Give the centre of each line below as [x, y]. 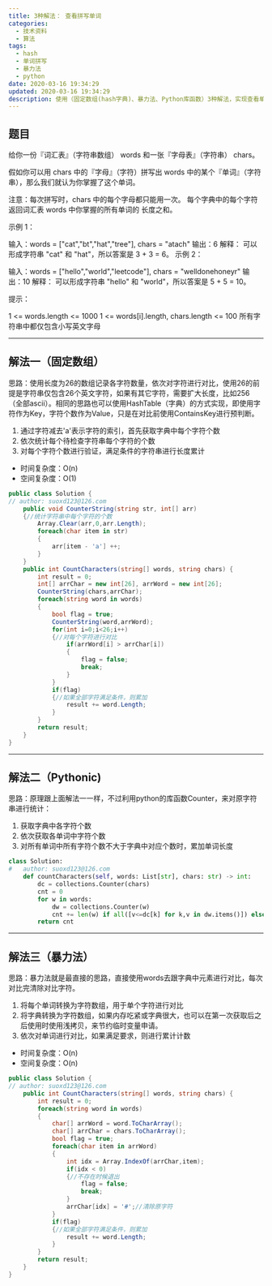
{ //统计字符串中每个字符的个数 [68, 516]
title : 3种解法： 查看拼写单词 [55, 16]
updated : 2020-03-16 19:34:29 [59, 91]
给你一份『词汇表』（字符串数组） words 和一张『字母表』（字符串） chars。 [134, 155]
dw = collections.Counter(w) [101, 907]
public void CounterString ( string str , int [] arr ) [110, 509]
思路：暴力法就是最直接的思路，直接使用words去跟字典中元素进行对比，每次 [136, 978]
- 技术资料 [32, 31]
